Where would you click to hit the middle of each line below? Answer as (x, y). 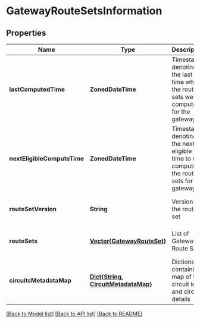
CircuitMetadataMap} (121, 284)
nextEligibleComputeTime (47, 159)
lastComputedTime (37, 89)
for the (181, 112)
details (181, 299)
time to (182, 159)
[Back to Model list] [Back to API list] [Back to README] (74, 314)
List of (180, 233)
